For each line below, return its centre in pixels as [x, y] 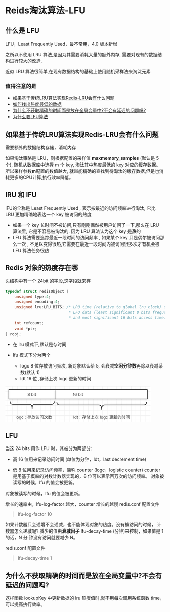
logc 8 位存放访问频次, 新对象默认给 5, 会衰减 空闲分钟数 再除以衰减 [89, 365]
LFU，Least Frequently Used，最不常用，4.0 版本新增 [61, 44]
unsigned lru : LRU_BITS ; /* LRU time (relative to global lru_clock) [88, 307]
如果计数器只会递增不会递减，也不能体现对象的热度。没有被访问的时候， [80, 525]
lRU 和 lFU [21, 195]
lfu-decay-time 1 [35, 558]
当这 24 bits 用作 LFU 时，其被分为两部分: [49, 448]
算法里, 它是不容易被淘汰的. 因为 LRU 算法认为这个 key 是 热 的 [76, 231]
